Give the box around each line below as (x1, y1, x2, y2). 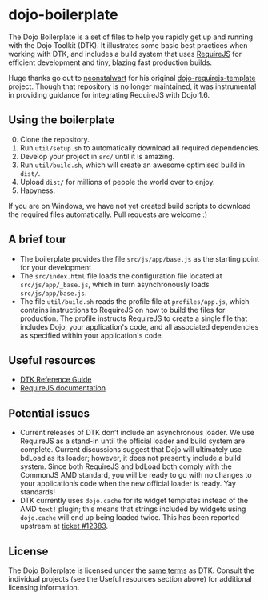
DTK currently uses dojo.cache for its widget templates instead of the (19, 496, 249, 506)
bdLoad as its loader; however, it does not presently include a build (19, 454, 242, 463)
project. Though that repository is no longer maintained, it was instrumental (8, 82, 257, 91)
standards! (19, 487, 56, 497)
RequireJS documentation (19, 383, 106, 393)
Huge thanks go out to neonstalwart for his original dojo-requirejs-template (8, 73, 256, 82)
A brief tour (8, 233, 67, 246)
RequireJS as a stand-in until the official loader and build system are (19, 436, 246, 446)
